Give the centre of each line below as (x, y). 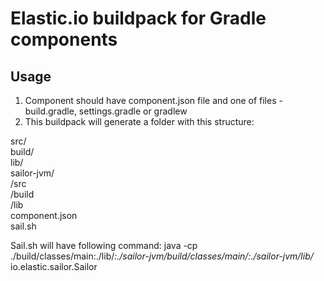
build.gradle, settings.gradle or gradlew (106, 111)
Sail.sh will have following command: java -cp (104, 245)
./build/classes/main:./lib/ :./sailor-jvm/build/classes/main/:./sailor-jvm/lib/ (162, 256)
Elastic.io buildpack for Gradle (138, 18)
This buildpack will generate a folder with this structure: (139, 121)
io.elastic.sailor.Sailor (54, 266)
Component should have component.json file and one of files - (153, 100)
